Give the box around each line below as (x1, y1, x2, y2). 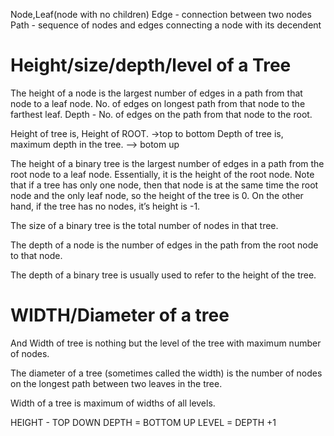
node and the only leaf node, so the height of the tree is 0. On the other (10, 189, 304, 201)
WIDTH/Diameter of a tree (10, 304, 230, 327)
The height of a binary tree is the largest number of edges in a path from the (10, 157, 325, 169)
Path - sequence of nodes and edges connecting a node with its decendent (10, 19, 322, 31)
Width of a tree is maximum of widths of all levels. (10, 397, 216, 409)
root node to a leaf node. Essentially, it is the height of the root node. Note (10, 168, 315, 180)
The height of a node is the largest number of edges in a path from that (10, 87, 303, 99)
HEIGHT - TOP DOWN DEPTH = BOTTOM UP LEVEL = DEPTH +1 (10, 416, 277, 428)
